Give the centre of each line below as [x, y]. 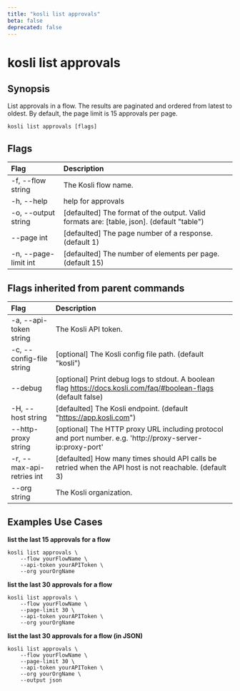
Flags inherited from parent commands [96, 288]
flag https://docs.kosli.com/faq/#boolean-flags [135, 388]
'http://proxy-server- [166, 438]
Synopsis [29, 89]
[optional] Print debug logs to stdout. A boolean [135, 379]
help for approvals [94, 201]
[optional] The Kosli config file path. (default [130, 354]
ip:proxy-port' [79, 447]
